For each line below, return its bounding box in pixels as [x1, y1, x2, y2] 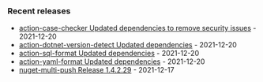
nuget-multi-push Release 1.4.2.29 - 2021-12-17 [18, 65, 175, 75]
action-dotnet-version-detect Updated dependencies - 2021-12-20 [18, 40, 238, 50]
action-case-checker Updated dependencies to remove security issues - [18, 24, 257, 33]
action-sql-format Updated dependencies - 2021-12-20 [18, 49, 199, 58]
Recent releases [7, 6, 71, 17]
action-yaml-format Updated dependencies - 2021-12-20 [18, 57, 205, 66]
